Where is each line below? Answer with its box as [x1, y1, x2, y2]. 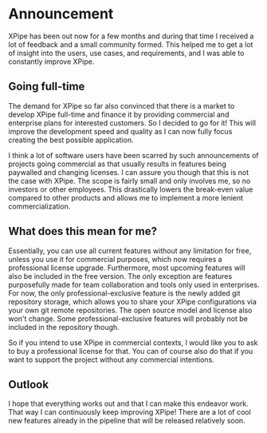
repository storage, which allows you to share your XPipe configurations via [8, 296, 257, 306]
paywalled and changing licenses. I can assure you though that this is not [8, 167, 249, 177]
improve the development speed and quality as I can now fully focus [8, 126, 233, 136]
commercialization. [8, 201, 71, 211]
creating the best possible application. [8, 135, 134, 145]
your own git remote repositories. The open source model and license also [8, 305, 253, 315]
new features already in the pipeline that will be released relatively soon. [8, 416, 245, 426]
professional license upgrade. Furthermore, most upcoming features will [8, 263, 245, 272]
